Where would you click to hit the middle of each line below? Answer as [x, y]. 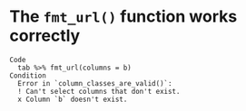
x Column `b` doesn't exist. [73, 99]
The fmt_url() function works [123, 17]
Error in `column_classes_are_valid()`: [95, 83]
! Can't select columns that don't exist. [99, 91]
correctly [45, 36]
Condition [28, 75]
